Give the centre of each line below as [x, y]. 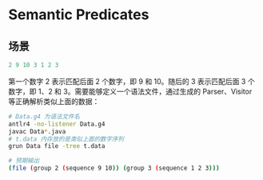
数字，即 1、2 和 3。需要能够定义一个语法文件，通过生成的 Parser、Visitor [130, 91]
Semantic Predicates [79, 15]
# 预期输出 [24, 161]
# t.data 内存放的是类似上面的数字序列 [66, 139]
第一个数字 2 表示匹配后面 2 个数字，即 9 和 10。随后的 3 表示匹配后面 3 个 [131, 81]
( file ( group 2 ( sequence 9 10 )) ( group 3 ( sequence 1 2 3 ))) [114, 168]
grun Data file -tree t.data [57, 146]
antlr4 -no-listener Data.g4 [57, 124]
